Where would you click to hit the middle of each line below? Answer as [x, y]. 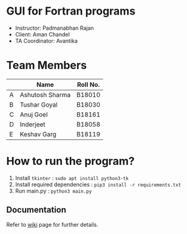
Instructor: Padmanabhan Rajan [54, 28]
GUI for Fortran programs [71, 11]
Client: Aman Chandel [42, 34]
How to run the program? [70, 161]
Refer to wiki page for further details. [53, 224]
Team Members [46, 65]
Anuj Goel [34, 115]
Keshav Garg [38, 134]
